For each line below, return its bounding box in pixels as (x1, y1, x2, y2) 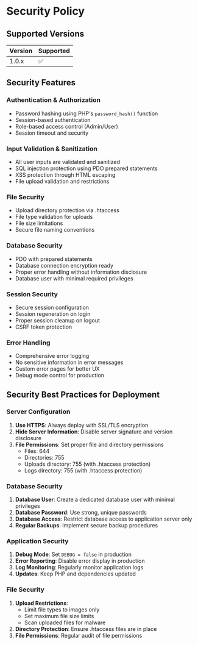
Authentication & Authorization (6, 96, 101, 104)
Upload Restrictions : (15, 599, 68, 607)
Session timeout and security (15, 129, 89, 137)
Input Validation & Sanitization (6, 144, 97, 153)
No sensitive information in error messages (15, 358, 124, 366)
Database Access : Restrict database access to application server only (15, 515, 193, 522)
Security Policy (6, 4, 85, 18)
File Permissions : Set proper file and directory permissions (15, 441, 164, 448)
